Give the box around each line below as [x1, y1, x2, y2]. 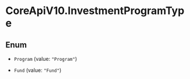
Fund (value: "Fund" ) [13, 67, 62, 74]
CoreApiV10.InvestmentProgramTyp [5, 4, 185, 18]
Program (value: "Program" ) [13, 56, 77, 62]
